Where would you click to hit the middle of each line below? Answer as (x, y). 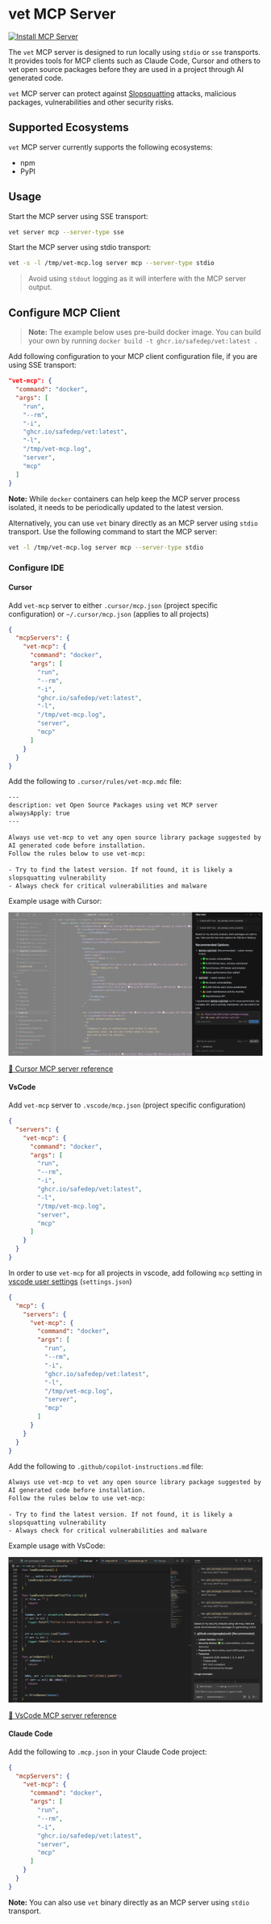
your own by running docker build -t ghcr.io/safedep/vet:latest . (143, 341)
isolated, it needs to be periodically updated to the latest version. (116, 507)
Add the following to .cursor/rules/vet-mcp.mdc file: (95, 782)
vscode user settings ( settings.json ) (70, 1281)
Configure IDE (36, 568)
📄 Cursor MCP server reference (61, 1069)
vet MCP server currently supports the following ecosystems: (110, 147)
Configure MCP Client (65, 312)
